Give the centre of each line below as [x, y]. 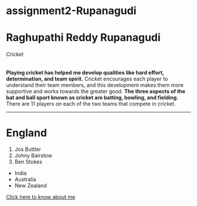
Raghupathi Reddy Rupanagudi [84, 38]
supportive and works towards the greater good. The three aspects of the [96, 91]
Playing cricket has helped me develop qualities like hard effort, [85, 72]
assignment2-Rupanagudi [71, 11]
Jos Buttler [28, 149]
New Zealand [30, 185]
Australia [25, 179]
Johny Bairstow [33, 155]
